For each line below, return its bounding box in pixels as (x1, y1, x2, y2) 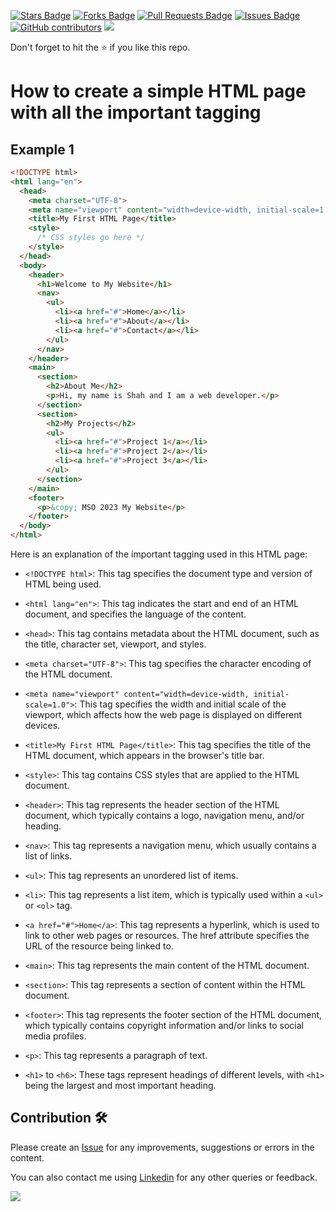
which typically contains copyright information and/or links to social (24, 1020, 305, 1031)
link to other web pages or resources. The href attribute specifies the (24, 930, 310, 941)
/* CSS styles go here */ (36, 233, 145, 243)
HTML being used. (24, 578, 102, 590)
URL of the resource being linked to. (24, 940, 174, 952)
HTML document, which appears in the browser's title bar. (24, 750, 265, 761)
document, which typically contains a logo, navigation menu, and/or (24, 810, 305, 821)
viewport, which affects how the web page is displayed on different (24, 709, 303, 720)
